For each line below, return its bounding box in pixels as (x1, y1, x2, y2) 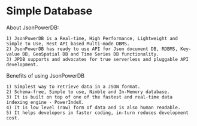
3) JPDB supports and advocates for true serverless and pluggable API (6, 56, 189, 62)
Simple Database (6, 4, 93, 18)
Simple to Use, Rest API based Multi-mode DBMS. (6, 41, 130, 47)
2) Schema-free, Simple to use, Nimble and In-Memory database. (6, 88, 170, 95)
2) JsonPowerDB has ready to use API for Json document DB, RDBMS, (6, 46, 178, 52)
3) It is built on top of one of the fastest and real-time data (6, 94, 172, 100)
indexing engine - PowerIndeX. (6, 99, 84, 105)
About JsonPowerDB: (6, 24, 59, 31)
